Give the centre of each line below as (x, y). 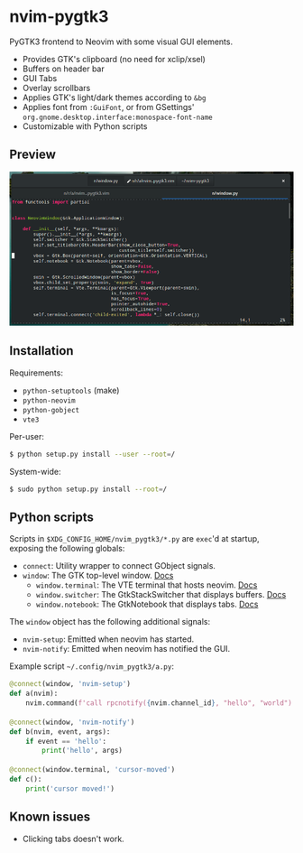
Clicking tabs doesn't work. (73, 839)
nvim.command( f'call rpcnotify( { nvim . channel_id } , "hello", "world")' (161, 703)
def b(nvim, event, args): (60, 732)
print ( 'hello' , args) (83, 751)
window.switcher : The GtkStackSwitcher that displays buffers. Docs (161, 595)
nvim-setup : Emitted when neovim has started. (108, 639)
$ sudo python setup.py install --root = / (88, 489)
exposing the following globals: (67, 549)
